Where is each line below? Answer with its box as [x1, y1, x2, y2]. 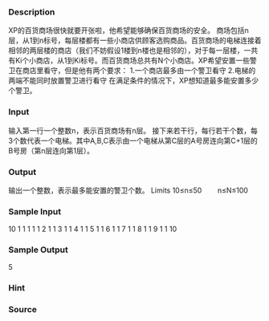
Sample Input [8, 205, 62, 217]
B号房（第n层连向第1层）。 [8, 145, 95, 155]
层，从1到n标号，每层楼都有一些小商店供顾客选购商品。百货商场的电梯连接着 [8, 35, 262, 46]
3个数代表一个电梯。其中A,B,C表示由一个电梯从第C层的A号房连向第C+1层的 [8, 136, 259, 145]
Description [8, 6, 55, 18]
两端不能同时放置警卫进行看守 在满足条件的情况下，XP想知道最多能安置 [8, 75, 245, 86]
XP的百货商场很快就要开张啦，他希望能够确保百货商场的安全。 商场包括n [8, 26, 249, 35]
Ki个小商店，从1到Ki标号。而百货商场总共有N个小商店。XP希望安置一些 [14, 55, 251, 66]
